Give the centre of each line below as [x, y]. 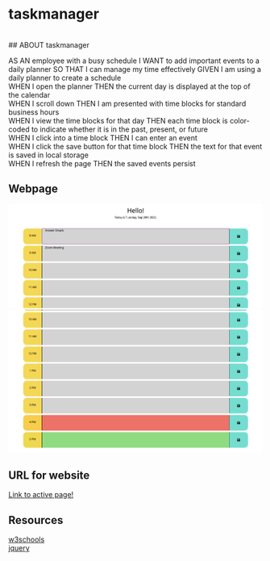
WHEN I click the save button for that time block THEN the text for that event [135, 146]
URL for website [49, 475]
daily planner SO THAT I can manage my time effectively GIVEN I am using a [135, 69]
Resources [36, 520]
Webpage [33, 189]
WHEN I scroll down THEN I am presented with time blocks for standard [127, 103]
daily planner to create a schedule [65, 77]
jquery [19, 548]
